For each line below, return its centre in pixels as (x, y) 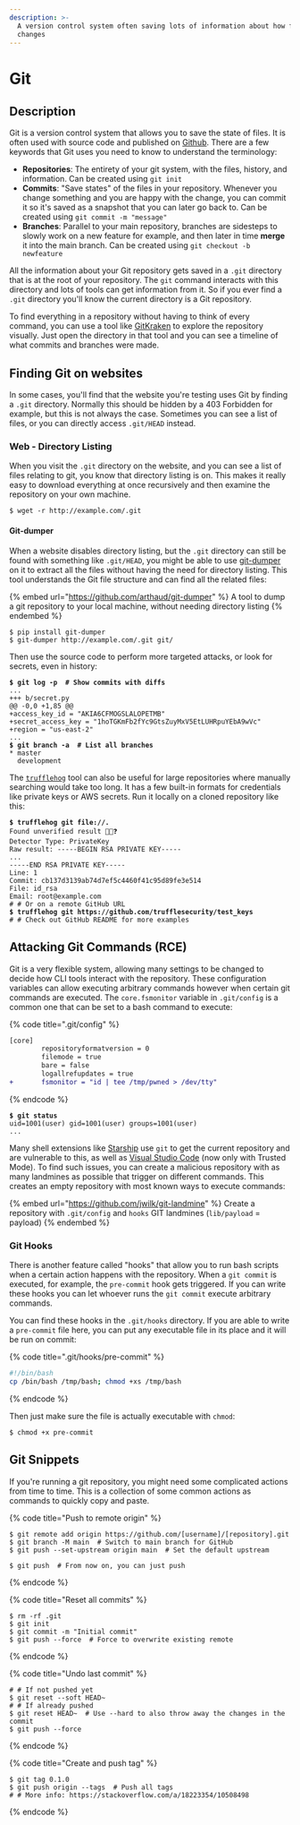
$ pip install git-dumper (57, 632)
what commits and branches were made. (84, 345)
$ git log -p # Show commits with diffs (87, 682)
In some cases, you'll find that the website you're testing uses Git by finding (149, 395)
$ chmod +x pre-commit (51, 1432)
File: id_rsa (33, 888)
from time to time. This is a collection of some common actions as (130, 1491)
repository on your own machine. (70, 494)
